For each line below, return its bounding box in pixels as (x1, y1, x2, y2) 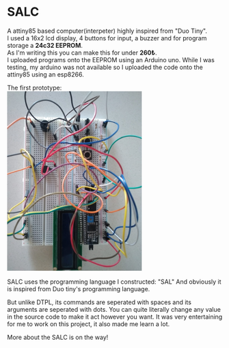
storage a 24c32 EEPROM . (7, 41, 83, 49)
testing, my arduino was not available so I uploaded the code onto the (7, 63, 204, 71)
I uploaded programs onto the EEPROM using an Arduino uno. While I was (7, 55, 215, 64)
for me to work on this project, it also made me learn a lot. (7, 319, 170, 328)
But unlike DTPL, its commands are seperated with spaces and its (7, 298, 191, 306)
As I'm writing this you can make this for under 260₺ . (7, 49, 157, 57)
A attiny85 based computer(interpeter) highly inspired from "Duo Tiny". (7, 27, 207, 35)
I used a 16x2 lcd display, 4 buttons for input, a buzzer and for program (7, 34, 207, 42)
